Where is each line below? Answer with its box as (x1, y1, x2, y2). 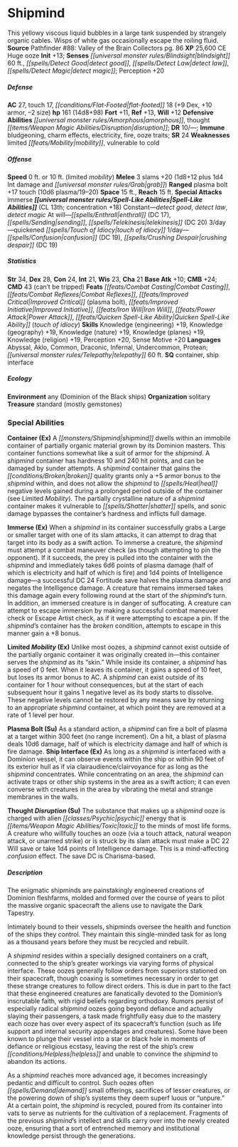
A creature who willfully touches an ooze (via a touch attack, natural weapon (7, 829, 232, 837)
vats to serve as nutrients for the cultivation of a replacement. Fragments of (7, 1109, 229, 1118)
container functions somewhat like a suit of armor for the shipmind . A (7, 449, 210, 458)
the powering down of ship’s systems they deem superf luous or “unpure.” (7, 1094, 225, 1102)
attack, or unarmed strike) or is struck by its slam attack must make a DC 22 (7, 837, 229, 845)
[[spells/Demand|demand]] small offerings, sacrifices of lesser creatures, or (7, 1087, 231, 1095)
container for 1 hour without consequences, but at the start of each (7, 681, 204, 689)
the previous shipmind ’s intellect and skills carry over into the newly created (7, 1116, 229, 1125)
